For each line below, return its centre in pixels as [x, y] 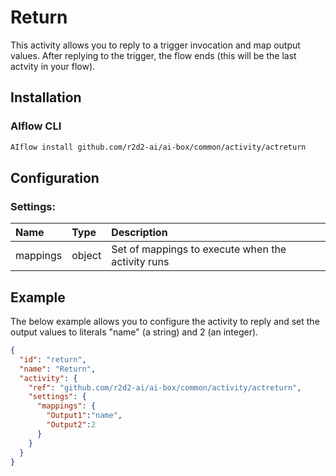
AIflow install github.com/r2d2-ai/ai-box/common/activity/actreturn [158, 147]
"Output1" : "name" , [84, 416]
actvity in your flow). [53, 66]
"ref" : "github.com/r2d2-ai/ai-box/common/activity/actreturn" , [165, 387]
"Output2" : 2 [71, 425]
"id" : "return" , [53, 359]
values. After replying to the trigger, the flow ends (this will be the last [153, 55]
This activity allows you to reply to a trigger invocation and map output [155, 45]
